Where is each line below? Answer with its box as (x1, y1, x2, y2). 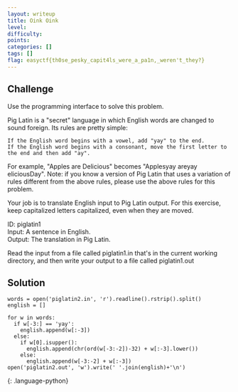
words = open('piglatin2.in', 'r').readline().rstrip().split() (7, 296, 202, 303)
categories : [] (7, 43, 53, 51)
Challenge (7, 83, 54, 95)
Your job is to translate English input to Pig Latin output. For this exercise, (7, 198, 222, 207)
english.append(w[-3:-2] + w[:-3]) (26, 358, 132, 365)
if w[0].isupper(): (20, 339, 78, 346)
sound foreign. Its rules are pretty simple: (7, 123, 128, 132)
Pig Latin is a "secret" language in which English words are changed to (7, 115, 215, 125)
